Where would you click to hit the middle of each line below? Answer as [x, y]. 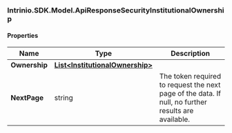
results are [176, 111]
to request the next [190, 85]
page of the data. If [190, 94]
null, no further [183, 102]
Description [191, 54]
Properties [23, 35]
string [64, 98]
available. [175, 119]
